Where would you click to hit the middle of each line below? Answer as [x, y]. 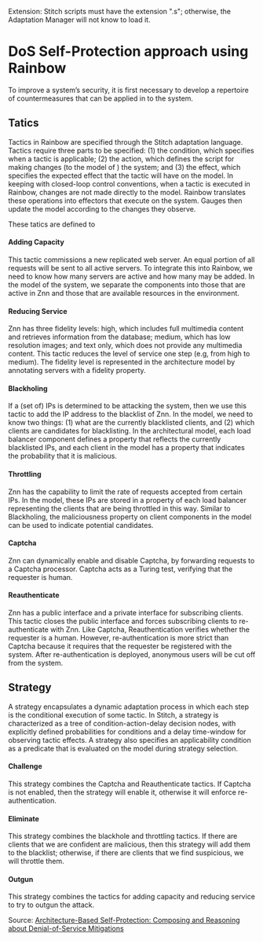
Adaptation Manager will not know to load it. [79, 20]
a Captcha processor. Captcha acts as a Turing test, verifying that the [121, 569]
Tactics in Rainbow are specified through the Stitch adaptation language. [126, 142]
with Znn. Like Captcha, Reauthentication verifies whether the [150, 629]
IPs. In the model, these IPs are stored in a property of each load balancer [128, 500]
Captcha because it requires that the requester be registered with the [120, 646]
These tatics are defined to [52, 224]
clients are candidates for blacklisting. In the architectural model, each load [130, 431]
